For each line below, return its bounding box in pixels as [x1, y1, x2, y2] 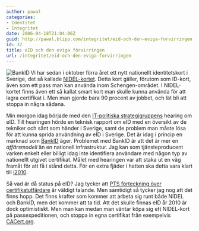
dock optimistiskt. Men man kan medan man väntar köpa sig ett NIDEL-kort [6, 205, 190, 212]
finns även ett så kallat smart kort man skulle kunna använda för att [21, 88, 186, 95]
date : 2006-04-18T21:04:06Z [6, 31, 76, 37]
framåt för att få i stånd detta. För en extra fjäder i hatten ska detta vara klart [6, 162, 193, 169]
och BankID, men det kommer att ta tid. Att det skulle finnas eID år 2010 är [6, 199, 187, 206]
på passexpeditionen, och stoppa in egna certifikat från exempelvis [6, 211, 171, 219]
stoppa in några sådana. [6, 100, 65, 107]
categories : [6, 14, 36, 20]
